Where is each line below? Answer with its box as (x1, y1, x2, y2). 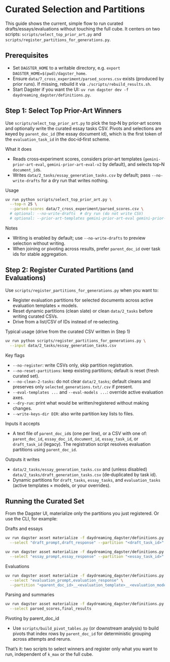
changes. (12, 405, 32, 411)
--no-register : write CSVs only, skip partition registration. (12, 362, 134, 368)
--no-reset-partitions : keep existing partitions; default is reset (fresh (12, 367, 159, 374)
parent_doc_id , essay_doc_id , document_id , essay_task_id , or (12, 436, 139, 442)
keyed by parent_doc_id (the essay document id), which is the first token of (5, 130, 162, 137)
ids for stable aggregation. (12, 251, 68, 257)
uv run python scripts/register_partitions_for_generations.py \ (5, 338, 146, 343)
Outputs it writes (5, 456, 40, 462)
